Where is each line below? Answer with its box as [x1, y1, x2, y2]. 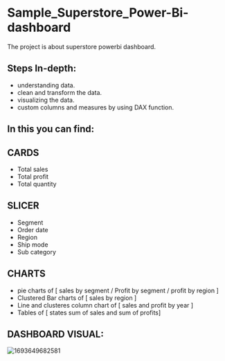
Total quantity [17, 179, 57, 188]
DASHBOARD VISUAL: [7, 328, 104, 340]
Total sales [17, 165, 48, 173]
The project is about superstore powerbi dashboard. [7, 42, 156, 51]
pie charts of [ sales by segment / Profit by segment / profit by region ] [17, 286, 219, 294]
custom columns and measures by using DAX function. [17, 103, 174, 112]
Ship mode [17, 240, 48, 249]
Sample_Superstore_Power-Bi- [7, 5, 189, 21]
